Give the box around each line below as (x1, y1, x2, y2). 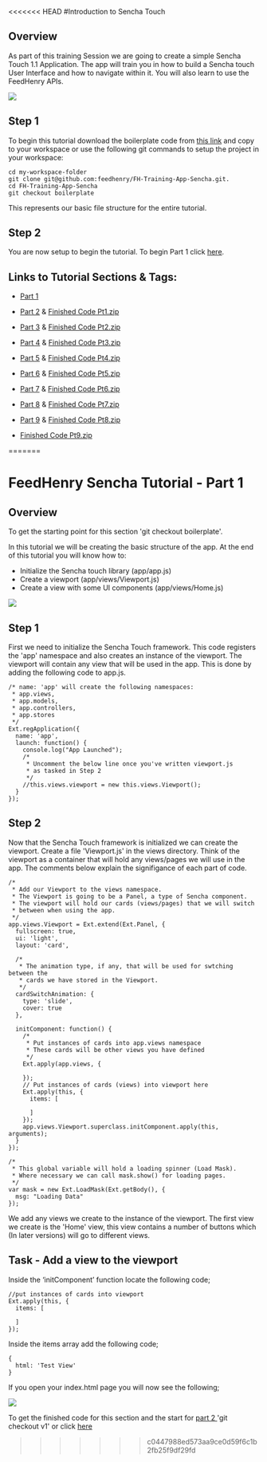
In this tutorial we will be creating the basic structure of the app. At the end (8, 542, 253, 552)
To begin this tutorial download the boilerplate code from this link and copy (8, 136, 255, 145)
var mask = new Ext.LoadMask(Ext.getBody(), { (8, 1185, 166, 1193)
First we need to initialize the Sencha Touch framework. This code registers (8, 642, 257, 652)
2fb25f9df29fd (147, 1445, 196, 1455)
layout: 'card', (15, 941, 69, 949)
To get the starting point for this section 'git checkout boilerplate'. (8, 526, 223, 537)
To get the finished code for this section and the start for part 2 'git (8, 1413, 228, 1422)
